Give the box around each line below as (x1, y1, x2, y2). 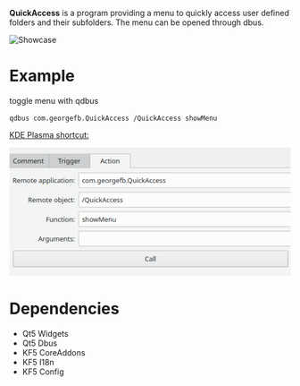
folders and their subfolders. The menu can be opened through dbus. (9, 17, 264, 28)
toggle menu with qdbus (9, 95, 99, 106)
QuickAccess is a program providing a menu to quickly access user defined (9, 8, 290, 18)
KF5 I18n (21, 356, 55, 367)
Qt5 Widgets (21, 328, 69, 339)
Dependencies (9, 299, 120, 319)
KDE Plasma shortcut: (9, 129, 89, 140)
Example (9, 66, 75, 86)
